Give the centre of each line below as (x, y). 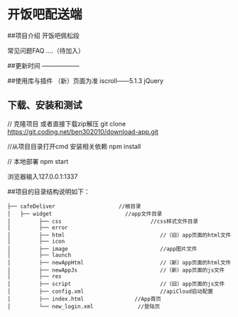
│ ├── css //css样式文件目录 (103, 221)
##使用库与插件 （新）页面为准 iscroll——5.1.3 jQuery (86, 80)
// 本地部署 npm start (38, 161)
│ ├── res (34, 276)
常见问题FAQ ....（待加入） (46, 50)
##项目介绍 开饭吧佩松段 (43, 35)
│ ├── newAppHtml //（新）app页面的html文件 (119, 262)
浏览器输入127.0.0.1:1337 (43, 176)
